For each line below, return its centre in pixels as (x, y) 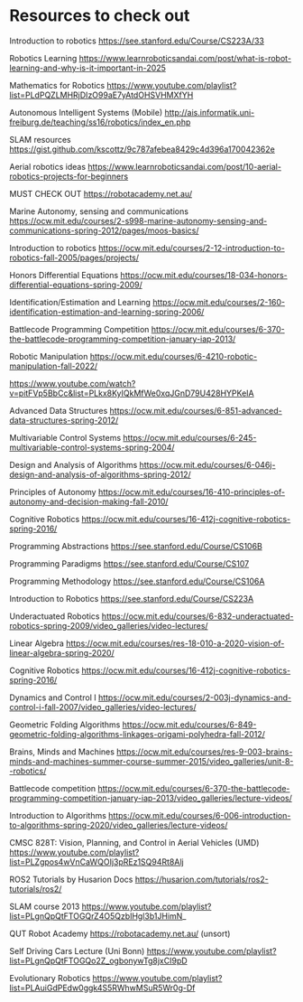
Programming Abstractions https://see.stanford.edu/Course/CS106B (136, 546)
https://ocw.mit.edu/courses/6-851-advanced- (196, 410)
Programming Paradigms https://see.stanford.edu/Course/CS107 (129, 563)
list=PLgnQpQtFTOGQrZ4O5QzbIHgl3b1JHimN (96, 916)
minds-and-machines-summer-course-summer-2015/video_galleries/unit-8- (151, 761)
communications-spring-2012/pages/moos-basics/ (104, 230)
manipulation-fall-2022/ (54, 366)
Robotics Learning (43, 58)
